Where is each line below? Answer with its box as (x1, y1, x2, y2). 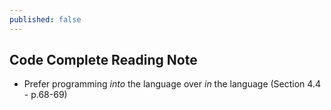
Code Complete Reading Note (9, 52, 198, 69)
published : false (9, 14, 82, 25)
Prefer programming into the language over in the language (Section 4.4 (23, 78, 321, 90)
